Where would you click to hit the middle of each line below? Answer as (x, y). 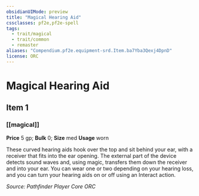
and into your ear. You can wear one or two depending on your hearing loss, (100, 169)
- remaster (25, 45)
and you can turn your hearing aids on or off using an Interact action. (91, 174)
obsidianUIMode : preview (37, 12)
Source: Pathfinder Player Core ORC (51, 186)
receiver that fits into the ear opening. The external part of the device (91, 155)
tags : (13, 28)
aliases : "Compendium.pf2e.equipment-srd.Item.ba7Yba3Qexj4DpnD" (89, 51)
